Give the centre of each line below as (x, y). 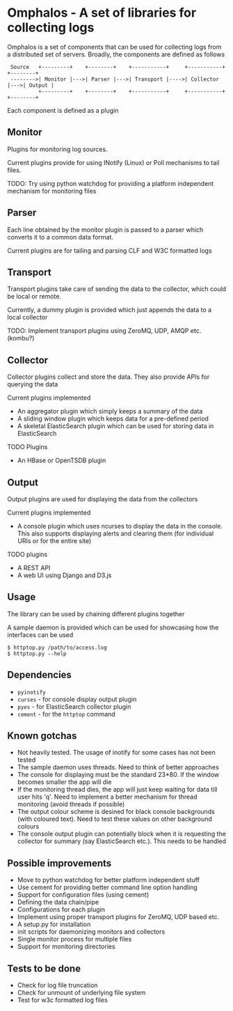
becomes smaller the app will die (64, 782)
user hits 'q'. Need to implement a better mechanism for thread (107, 797)
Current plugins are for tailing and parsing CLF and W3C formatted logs (110, 250)
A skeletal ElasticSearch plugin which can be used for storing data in (115, 426)
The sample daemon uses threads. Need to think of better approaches (118, 767)
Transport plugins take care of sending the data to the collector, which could (117, 289)
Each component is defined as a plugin (63, 110)
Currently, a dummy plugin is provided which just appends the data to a (110, 310)
